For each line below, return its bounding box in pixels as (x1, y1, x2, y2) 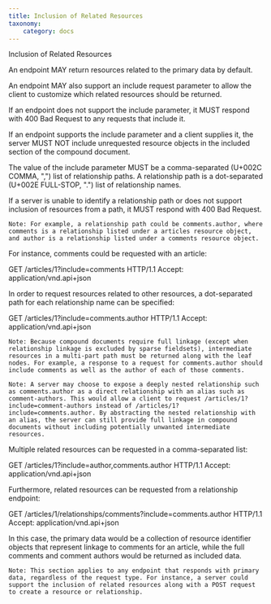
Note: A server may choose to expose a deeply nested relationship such (8, 380, 260, 389)
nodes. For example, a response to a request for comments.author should (8, 359, 264, 367)
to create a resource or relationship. (8, 588, 144, 597)
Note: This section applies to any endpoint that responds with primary (8, 567, 260, 575)
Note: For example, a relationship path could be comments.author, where (8, 221, 264, 229)
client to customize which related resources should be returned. (8, 90, 222, 99)
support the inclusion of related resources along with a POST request (8, 581, 256, 589)
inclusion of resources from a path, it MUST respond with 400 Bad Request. (8, 204, 262, 214)
